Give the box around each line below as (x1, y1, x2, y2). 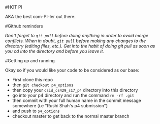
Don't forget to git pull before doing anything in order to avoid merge (5, 33, 149, 38)
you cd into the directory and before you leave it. (5, 49, 104, 54)
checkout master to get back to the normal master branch (12, 113, 129, 119)
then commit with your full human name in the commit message (12, 98, 141, 103)
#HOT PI (5, 4, 23, 10)
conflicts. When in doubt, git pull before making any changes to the (5, 38, 146, 44)
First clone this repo (12, 77, 53, 82)
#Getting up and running (5, 58, 55, 63)
